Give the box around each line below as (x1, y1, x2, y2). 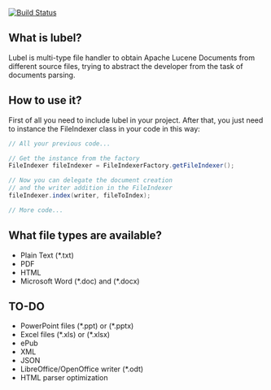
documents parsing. (8, 70, 76, 80)
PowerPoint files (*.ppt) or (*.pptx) (20, 321, 134, 331)
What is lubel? (8, 31, 83, 45)
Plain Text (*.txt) (20, 250, 75, 260)
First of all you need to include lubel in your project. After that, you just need (8, 115, 264, 125)
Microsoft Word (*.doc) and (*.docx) (20, 276, 140, 286)
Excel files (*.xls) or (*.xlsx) (20, 330, 111, 340)
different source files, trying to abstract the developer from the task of (8, 61, 243, 71)
